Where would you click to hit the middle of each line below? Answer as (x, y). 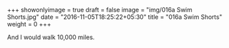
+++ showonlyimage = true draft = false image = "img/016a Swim (100, 10)
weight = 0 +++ (29, 24)
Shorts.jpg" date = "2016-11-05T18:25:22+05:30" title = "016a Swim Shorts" (115, 17)
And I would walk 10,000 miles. (51, 37)
